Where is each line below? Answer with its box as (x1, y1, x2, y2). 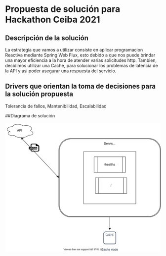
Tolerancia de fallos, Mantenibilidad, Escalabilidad (5, 103, 107, 109)
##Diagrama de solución (5, 112, 55, 118)
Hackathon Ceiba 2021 (5, 14, 100, 25)
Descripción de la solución (5, 34, 89, 42)
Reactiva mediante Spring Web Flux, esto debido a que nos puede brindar (5, 52, 156, 58)
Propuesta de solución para (5, 3, 121, 15)
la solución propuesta (5, 90, 73, 99)
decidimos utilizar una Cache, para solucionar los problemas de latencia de (5, 63, 158, 68)
